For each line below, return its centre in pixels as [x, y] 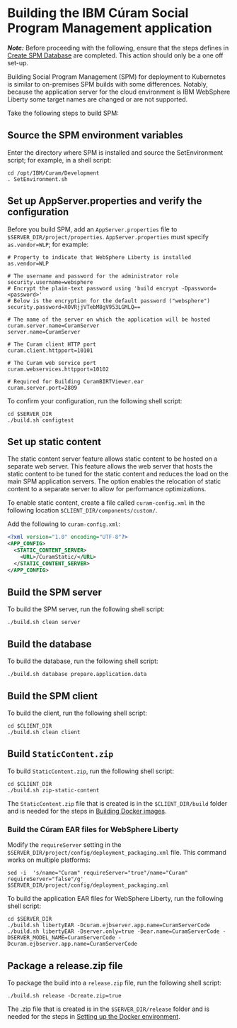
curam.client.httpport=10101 [50, 350]
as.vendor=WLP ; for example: [48, 244]
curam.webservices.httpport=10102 [58, 369]
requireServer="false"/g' [45, 879]
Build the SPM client [52, 696]
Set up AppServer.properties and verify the [105, 201]
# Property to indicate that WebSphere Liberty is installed [99, 257]
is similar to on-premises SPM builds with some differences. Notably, [108, 84]
